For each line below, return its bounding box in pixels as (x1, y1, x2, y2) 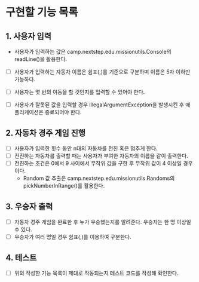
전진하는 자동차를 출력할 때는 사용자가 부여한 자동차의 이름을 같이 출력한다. (14, 152, 189, 160)
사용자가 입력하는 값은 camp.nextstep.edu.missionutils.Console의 (14, 48, 172, 55)
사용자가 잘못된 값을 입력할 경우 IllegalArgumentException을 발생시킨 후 (14, 101, 185, 108)
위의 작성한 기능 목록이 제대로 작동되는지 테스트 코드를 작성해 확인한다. (14, 269, 179, 277)
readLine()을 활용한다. (14, 56, 67, 63)
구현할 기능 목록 (5, 5, 78, 19)
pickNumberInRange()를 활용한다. (23, 182, 105, 189)
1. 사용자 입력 (5, 31, 51, 41)
